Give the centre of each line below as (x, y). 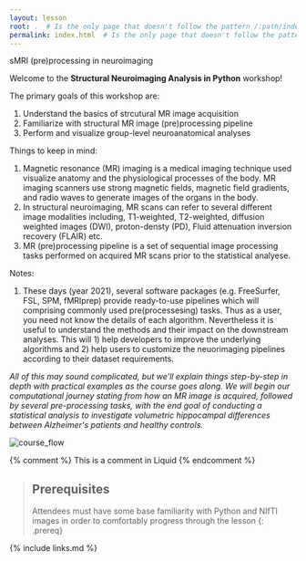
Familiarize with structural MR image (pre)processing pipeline (138, 123)
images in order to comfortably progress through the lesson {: (148, 521)
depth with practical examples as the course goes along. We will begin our (150, 386)
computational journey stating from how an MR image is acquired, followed (151, 396)
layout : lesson (38, 18)
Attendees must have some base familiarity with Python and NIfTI (154, 511)
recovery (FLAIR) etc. (62, 236)
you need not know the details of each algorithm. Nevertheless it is (148, 320)
